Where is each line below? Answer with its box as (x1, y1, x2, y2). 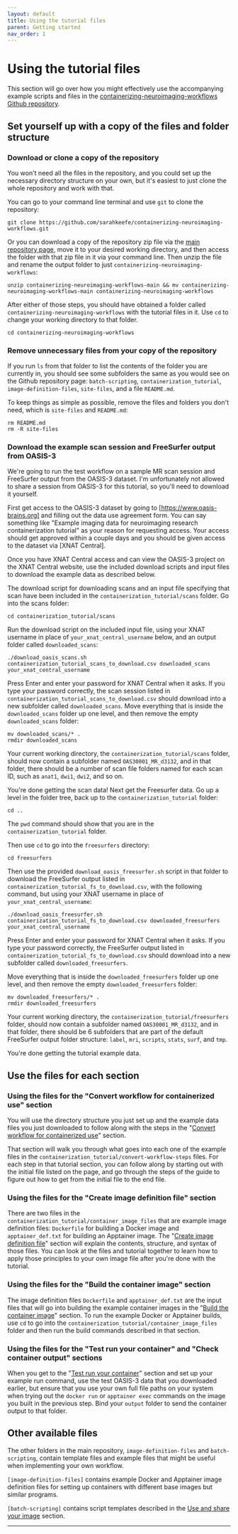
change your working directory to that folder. (7, 315, 138, 324)
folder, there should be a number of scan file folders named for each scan (7, 765, 223, 773)
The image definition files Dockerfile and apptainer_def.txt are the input (7, 1296, 222, 1304)
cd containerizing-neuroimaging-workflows (7, 329, 135, 336)
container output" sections (7, 1353, 103, 1363)
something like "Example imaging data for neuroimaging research (7, 518, 198, 527)
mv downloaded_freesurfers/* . (7, 994, 100, 1001)
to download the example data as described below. (7, 570, 157, 579)
